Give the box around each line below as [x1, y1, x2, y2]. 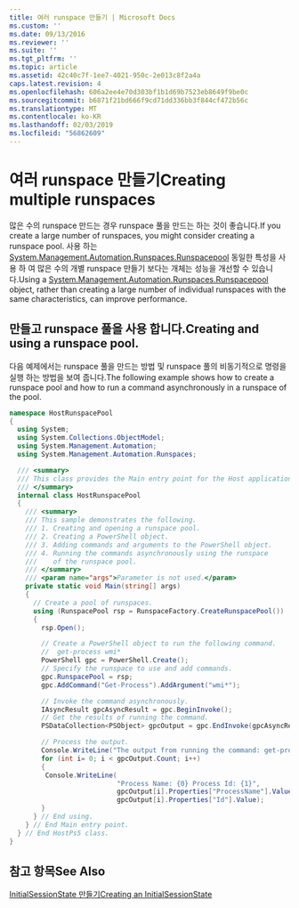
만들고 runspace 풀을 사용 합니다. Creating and [9, 321, 260, 336]
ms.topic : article [9, 63, 77, 72]
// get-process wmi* [41, 647, 122, 657]
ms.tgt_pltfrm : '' [9, 54, 77, 63]
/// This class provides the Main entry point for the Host [17, 474, 245, 483]
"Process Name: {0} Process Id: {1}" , [117, 779, 261, 788]
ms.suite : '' [9, 46, 58, 55]
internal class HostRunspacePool [17, 490, 141, 499]
